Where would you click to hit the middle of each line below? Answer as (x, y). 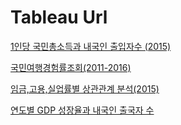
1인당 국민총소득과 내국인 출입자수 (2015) (91, 46)
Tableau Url (59, 17)
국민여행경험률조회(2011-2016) (71, 67)
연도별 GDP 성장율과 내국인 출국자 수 (82, 110)
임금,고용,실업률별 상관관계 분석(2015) (85, 88)
